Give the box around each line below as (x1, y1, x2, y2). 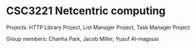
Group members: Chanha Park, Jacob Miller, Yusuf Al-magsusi (6, 35, 159, 42)
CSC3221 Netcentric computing (6, 4, 166, 18)
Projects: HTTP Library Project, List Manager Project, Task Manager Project (6, 24, 191, 31)
